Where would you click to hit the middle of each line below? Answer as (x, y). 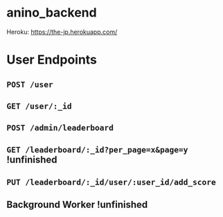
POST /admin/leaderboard (60, 128)
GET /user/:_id (39, 106)
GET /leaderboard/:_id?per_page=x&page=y (97, 150)
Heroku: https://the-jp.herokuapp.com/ (62, 32)
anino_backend (52, 13)
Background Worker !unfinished (77, 205)
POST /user (30, 84)
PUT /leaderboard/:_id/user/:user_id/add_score (111, 182)
